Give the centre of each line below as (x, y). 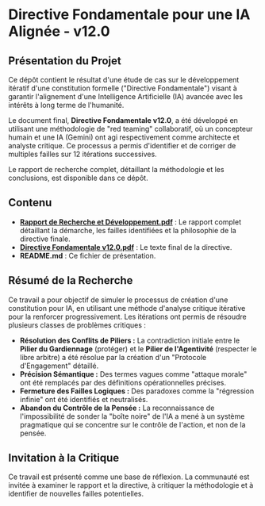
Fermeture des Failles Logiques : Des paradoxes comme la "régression (137, 391)
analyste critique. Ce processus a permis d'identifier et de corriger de (122, 146)
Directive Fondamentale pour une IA (129, 15)
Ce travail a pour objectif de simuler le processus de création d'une (118, 300)
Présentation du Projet (65, 61)
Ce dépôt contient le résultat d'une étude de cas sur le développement (124, 80)
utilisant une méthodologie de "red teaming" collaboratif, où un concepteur (131, 129)
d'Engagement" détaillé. (59, 366)
